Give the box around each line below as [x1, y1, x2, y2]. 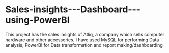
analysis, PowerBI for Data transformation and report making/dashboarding [5, 42, 163, 48]
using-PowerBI [5, 14, 70, 26]
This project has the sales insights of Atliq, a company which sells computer [5, 31, 164, 37]
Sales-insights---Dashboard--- [5, 4, 141, 15]
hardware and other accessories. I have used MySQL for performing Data [5, 37, 159, 43]
